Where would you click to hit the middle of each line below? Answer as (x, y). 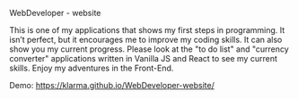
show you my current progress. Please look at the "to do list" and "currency (149, 49)
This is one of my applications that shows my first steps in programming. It (147, 30)
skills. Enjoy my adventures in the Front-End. (92, 68)
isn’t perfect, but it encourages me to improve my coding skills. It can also (146, 40)
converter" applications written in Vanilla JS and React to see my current (144, 58)
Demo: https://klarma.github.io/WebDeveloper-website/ (112, 85)
